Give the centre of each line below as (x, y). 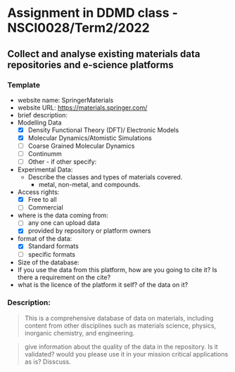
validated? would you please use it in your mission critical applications (126, 354)
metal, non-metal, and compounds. (89, 185)
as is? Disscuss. (48, 361)
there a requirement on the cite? (64, 277)
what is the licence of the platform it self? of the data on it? (103, 284)
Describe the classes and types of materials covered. (105, 177)
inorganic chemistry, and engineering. (80, 333)
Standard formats (53, 246)
